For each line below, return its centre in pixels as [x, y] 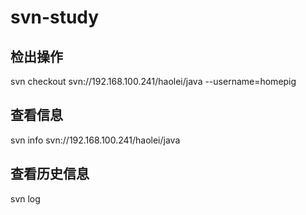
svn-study [55, 17]
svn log [25, 198]
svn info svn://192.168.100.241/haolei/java [95, 140]
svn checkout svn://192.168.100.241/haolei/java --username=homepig [153, 81]
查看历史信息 [50, 174]
